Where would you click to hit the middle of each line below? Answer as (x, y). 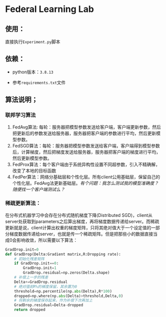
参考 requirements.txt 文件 (39, 82)
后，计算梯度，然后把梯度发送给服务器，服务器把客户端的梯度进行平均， (86, 152)
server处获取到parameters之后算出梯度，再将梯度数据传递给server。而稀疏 (82, 221)
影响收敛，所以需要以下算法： (47, 240)
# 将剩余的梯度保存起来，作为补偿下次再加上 (53, 301)
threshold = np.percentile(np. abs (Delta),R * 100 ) (63, 291)
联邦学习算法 (21, 115)
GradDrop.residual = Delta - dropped (49, 305)
